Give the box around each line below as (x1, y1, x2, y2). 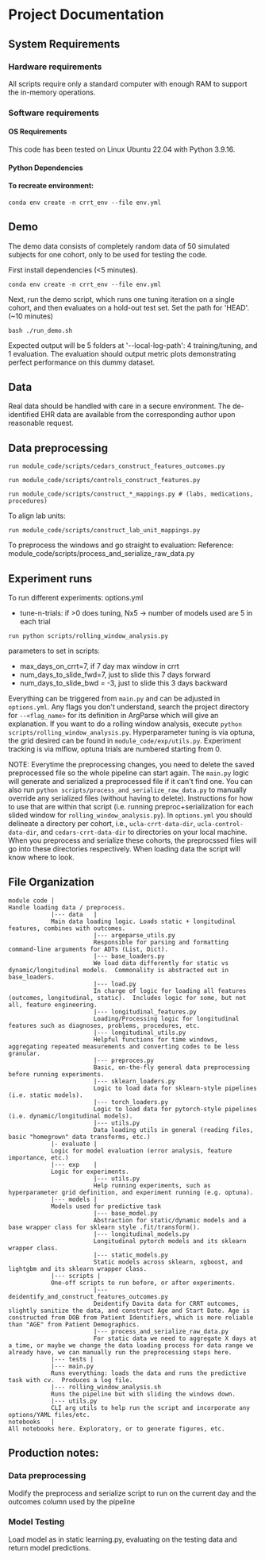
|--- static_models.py (93, 1251, 169, 1259)
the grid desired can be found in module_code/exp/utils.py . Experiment (8, 736, 242, 746)
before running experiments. (8, 1070, 105, 1078)
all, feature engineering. (8, 1001, 98, 1009)
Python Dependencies (8, 163, 83, 172)
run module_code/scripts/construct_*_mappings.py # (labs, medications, (8, 490, 254, 498)
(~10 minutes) (8, 311, 54, 321)
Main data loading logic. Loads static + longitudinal (50, 917, 236, 925)
